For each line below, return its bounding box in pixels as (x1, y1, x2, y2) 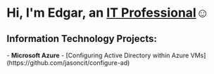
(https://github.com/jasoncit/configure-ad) (6, 59, 130, 67)
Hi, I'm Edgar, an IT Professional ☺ (6, 5, 209, 21)
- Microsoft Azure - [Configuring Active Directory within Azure (6, 51, 189, 59)
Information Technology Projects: (6, 33, 158, 45)
